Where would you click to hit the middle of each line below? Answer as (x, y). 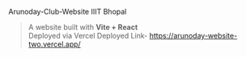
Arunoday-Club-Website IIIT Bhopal (68, 12)
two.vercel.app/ (54, 44)
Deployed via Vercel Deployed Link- (88, 36)
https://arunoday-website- (193, 36)
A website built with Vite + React (83, 27)
